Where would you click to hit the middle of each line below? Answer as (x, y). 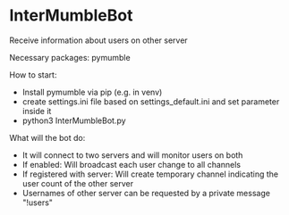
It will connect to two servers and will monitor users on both (132, 155)
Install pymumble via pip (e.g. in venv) (92, 92)
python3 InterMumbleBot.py (74, 120)
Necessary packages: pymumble (70, 57)
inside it (37, 111)
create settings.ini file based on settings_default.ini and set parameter (151, 101)
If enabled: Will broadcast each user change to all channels (132, 164)
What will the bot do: (47, 137)
